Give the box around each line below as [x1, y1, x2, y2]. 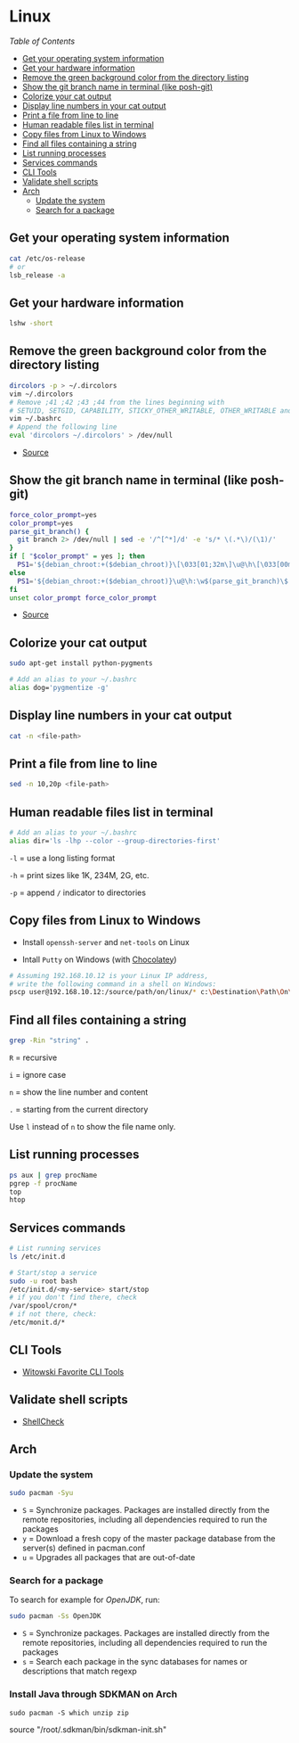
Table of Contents [9, 36, 76, 46]
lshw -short [9, 319, 53, 328]
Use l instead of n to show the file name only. [9, 1121, 176, 1131]
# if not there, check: [9, 1310, 98, 1319]
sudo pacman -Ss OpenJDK [9, 1612, 101, 1621]
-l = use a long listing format [9, 852, 116, 863]
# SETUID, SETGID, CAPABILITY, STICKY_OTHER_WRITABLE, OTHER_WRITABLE [9, 406, 277, 415]
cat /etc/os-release [9, 254, 86, 263]
